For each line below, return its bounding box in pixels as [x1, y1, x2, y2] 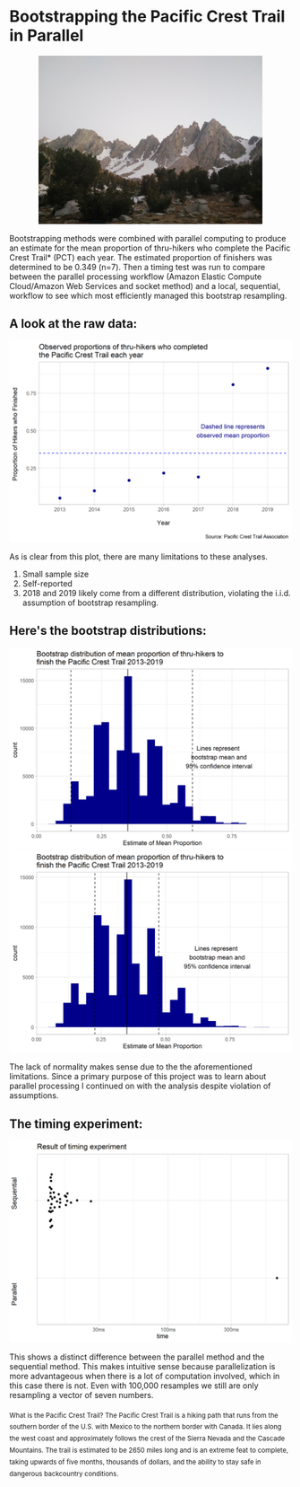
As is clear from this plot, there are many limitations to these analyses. [9, 551, 269, 562]
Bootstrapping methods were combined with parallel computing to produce [9, 233, 287, 243]
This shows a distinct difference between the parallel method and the [9, 1351, 265, 1362]
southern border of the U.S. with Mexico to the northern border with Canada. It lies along [9, 1422, 282, 1431]
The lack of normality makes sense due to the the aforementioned [9, 1061, 253, 1072]
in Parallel [9, 25, 84, 46]
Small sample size [21, 568, 90, 580]
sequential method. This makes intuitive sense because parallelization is [9, 1360, 276, 1371]
